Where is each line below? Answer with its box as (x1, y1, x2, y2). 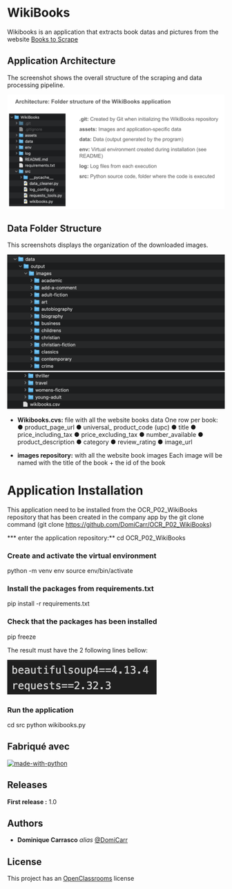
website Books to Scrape (7, 35, 78, 43)
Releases (7, 779, 48, 791)
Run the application (7, 705, 74, 715)
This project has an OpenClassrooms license (7, 874, 135, 883)
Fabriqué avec (7, 741, 70, 753)
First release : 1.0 (7, 797, 57, 806)
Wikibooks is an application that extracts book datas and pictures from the (7, 28, 219, 36)
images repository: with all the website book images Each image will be (17, 451, 223, 459)
